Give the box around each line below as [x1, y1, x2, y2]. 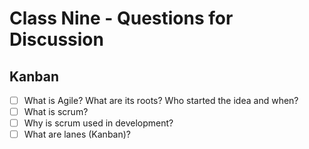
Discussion [9, 28, 104, 51]
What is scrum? [23, 106, 89, 118]
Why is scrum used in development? [23, 117, 174, 129]
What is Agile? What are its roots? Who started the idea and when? [23, 95, 299, 106]
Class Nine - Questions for [9, 7, 234, 30]
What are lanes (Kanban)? [23, 128, 131, 141]
